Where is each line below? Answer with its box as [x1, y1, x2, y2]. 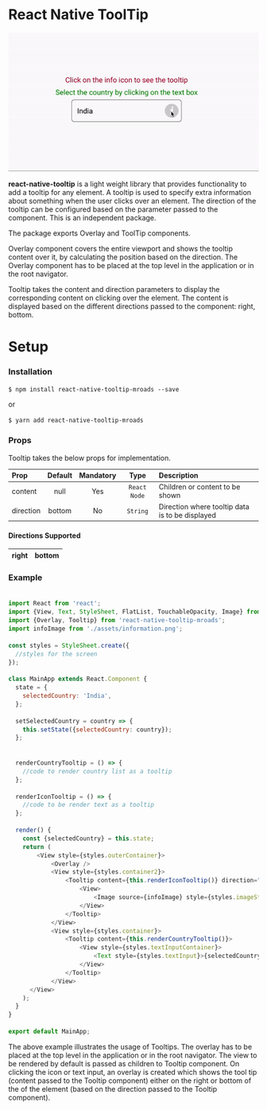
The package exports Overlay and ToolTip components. [8, 228, 191, 238]
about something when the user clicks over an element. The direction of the [8, 196, 257, 205]
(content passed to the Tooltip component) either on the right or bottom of [8, 1076, 252, 1085]
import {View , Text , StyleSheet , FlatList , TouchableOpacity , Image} [8, 608, 244, 616]
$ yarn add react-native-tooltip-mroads [8, 416, 145, 425]
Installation [8, 366, 53, 377]
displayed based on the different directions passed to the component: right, [8, 301, 256, 311]
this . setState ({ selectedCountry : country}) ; [22, 726, 172, 734]
